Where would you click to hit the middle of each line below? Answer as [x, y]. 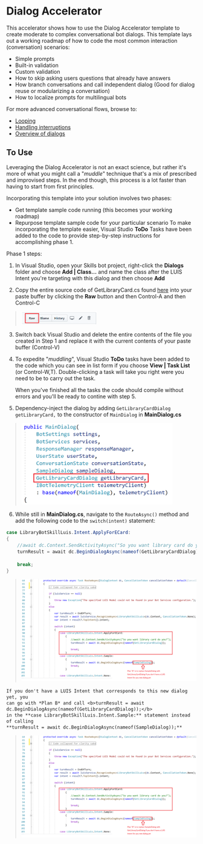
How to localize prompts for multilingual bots [71, 97]
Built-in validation [37, 65]
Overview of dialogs [40, 134]
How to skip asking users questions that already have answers [93, 78]
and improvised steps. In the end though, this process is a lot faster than [96, 180]
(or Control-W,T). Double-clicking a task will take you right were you [99, 372]
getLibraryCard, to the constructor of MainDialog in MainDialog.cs [98, 414]
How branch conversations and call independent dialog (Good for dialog [105, 84]
